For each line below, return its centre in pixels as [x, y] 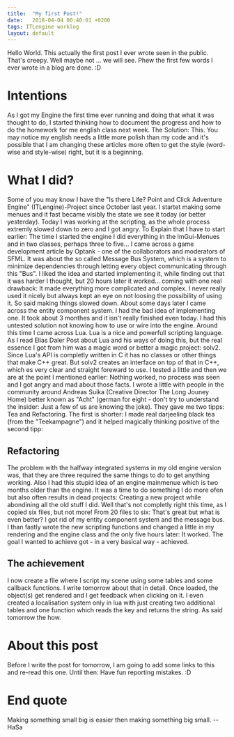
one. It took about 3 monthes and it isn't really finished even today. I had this [117, 318]
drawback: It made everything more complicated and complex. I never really [117, 288]
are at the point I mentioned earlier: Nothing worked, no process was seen [114, 378]
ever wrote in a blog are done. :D [54, 68]
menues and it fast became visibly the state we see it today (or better [107, 215]
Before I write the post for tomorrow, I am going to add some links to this [111, 665]
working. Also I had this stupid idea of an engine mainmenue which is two [113, 482]
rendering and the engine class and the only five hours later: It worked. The [115, 534]
